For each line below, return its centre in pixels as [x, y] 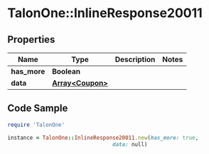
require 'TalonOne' [36, 125]
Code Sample [38, 108]
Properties [31, 40]
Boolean [66, 71]
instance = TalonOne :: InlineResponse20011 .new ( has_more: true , [103, 138]
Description [135, 60]
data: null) [130, 144]
